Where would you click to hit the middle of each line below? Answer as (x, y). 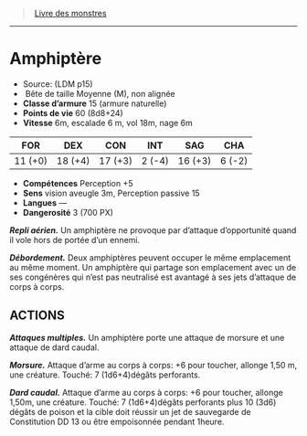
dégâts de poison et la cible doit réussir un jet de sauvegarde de (130, 411)
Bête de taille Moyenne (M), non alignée (100, 93)
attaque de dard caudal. (54, 347)
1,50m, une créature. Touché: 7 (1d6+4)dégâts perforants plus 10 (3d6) (143, 402)
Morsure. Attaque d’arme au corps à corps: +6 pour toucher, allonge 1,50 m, (153, 365)
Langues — (45, 202)
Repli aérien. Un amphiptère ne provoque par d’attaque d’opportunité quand (153, 230)
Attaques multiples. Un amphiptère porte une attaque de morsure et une (147, 337)
